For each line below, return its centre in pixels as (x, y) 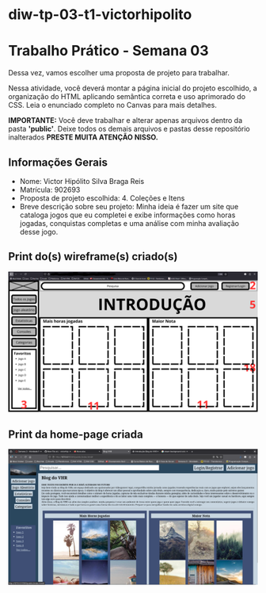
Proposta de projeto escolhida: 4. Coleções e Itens (102, 198)
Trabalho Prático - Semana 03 (108, 51)
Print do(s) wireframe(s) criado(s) (93, 256)
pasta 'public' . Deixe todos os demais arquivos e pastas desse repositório (129, 129)
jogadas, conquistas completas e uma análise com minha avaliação (129, 223)
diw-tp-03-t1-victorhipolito (100, 15)
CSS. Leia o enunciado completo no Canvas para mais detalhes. (113, 105)
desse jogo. (39, 231)
